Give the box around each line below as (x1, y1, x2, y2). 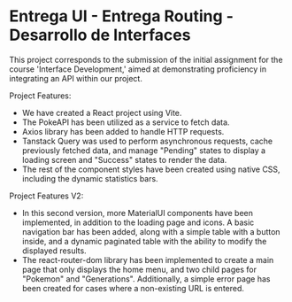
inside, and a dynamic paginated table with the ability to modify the (21, 236, 267, 246)
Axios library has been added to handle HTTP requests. (21, 126, 225, 136)
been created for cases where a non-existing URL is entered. (21, 283, 245, 293)
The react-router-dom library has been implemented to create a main (21, 254, 274, 265)
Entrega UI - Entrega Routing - (9, 6, 234, 27)
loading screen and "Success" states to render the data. (21, 154, 227, 165)
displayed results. (21, 245, 87, 256)
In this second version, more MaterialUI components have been (21, 207, 254, 218)
